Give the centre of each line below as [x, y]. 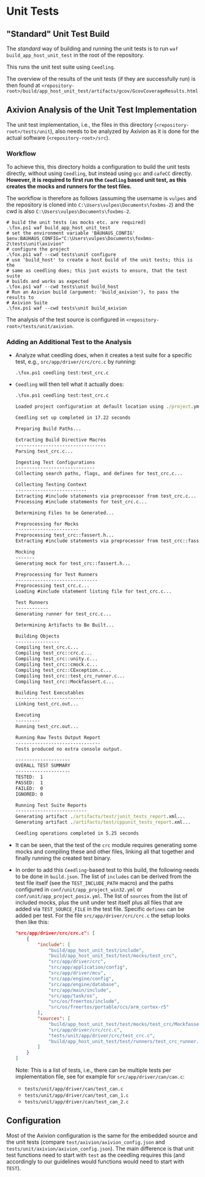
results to [20, 298]
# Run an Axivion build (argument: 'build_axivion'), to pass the [93, 292]
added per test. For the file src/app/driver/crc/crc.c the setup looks [102, 915]
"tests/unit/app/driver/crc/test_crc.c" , [102, 1036]
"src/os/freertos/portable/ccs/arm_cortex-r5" [109, 1007]
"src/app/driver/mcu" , [77, 973]
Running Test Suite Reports [51, 805]
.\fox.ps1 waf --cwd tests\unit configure [61, 255]
